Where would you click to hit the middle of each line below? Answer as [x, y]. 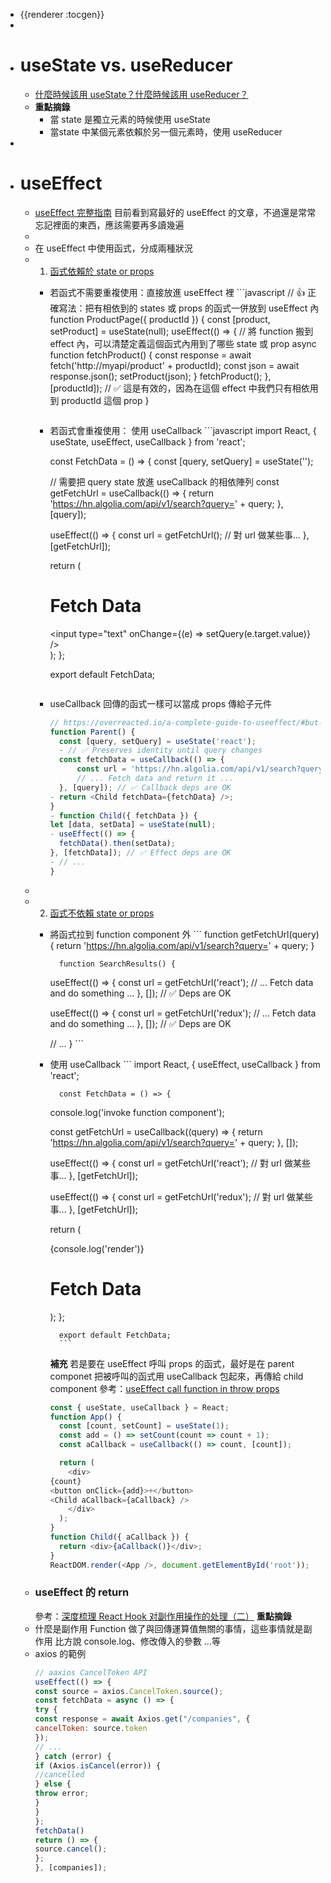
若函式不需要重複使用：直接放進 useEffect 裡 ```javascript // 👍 [177, 292]
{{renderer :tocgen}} [62, 14]
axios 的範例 [60, 1653]
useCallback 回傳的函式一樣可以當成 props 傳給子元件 [161, 703]
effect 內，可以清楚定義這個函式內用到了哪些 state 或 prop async [183, 343]
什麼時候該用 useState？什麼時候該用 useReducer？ [141, 94]
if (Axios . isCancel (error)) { [98, 1765]
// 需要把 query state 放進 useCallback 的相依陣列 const [164, 481]
